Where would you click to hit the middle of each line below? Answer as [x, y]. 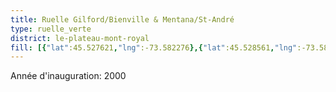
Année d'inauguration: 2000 [68, 76]
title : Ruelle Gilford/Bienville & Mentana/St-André [122, 19]
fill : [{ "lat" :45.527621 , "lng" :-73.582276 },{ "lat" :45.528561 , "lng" [154, 47]
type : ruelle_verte [51, 29]
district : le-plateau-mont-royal [80, 38]
